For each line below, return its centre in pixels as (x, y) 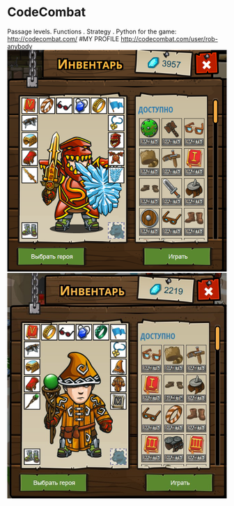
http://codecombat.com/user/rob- (169, 38)
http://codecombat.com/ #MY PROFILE (63, 38)
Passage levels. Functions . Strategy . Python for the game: (92, 31)
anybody (20, 46)
